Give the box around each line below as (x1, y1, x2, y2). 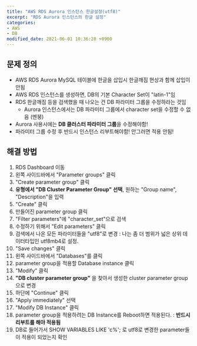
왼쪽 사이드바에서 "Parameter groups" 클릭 (15, 171, 116, 178)
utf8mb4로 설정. (41, 237, 79, 244)
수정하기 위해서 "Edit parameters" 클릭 (15, 223, 106, 230)
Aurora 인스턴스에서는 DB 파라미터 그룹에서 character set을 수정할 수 (24, 106, 185, 113)
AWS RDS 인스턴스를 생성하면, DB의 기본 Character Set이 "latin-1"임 (15, 91, 176, 98)
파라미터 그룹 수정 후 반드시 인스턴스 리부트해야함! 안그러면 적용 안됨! (15, 128, 174, 135)
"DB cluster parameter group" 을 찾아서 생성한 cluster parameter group (15, 274, 188, 281)
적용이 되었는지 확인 (21, 333, 68, 340)
